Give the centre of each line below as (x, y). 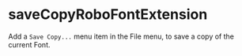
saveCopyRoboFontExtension (108, 15)
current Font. (29, 44)
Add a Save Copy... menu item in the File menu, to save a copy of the (121, 36)
